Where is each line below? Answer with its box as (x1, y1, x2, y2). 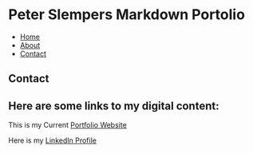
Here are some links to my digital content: (8, 99, 219, 112)
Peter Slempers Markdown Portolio (8, 6, 246, 24)
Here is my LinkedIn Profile (8, 135, 97, 145)
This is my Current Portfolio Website (8, 120, 128, 130)
